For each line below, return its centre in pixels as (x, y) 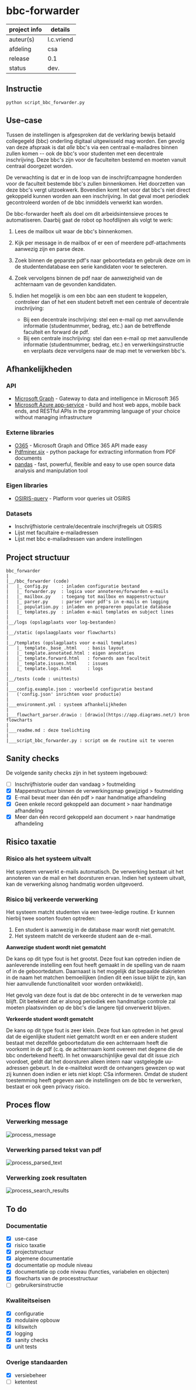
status (18, 68)
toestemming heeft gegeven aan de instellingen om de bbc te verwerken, (94, 1080)
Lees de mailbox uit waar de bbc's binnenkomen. (74, 231)
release (19, 58)
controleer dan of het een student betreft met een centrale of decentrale (102, 302)
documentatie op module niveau (53, 1265)
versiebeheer (30, 1375)
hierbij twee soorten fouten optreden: (51, 919)
